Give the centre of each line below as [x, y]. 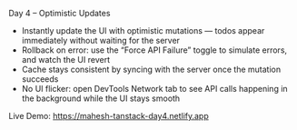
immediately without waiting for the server [101, 40]
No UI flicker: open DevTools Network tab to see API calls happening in [154, 89]
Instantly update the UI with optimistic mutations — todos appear [143, 30]
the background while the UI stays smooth [101, 98]
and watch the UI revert [66, 60]
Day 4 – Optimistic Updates [59, 13]
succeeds [40, 79]
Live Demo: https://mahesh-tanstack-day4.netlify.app [109, 116]
